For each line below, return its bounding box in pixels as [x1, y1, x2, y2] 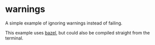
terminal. [5, 35, 23, 41]
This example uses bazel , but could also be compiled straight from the [5, 29, 150, 35]
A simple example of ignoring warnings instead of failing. [5, 20, 122, 26]
